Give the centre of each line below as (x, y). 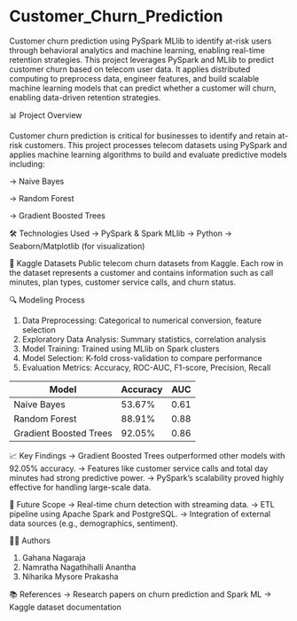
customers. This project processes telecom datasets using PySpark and (156, 145)
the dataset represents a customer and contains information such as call (141, 272)
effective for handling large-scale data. (80, 487)
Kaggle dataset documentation (66, 607)
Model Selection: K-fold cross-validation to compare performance (142, 358)
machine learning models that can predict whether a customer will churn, (143, 88)
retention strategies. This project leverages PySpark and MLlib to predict (142, 59)
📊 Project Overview (46, 115)
